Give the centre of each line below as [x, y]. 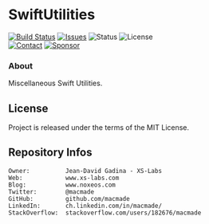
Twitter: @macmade [51, 192]
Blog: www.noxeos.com [62, 185]
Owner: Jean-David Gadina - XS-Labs [85, 171]
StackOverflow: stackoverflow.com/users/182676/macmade [105, 213]
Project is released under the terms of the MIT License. [99, 128]
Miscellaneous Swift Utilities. [55, 83]
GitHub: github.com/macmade [69, 198]
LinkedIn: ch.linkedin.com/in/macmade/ [85, 206]
